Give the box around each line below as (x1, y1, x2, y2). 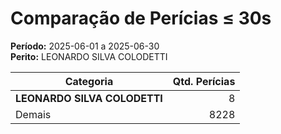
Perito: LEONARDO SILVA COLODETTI (10, 50, 168, 62)
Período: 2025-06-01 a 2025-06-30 (10, 40, 160, 52)
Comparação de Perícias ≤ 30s (10, 7, 272, 30)
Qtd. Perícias (172, 74, 236, 88)
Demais (15, 107, 52, 121)
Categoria (64, 74, 114, 88)
